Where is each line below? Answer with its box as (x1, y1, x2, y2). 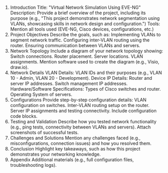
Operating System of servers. (10, 92, 73, 97)
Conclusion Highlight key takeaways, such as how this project (10, 146, 140, 152)
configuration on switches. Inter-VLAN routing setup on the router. (10, 102, 150, 108)
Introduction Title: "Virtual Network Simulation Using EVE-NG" (10, 5, 141, 10)
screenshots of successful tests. (10, 129, 79, 135)
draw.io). (10, 64, 29, 70)
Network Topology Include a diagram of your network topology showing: (10, 48, 163, 54)
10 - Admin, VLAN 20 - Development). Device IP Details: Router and (10, 75, 152, 81)
